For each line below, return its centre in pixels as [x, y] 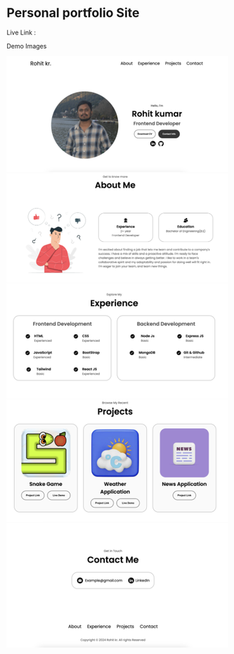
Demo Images [27, 46]
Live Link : [21, 32]
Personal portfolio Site [73, 13]
